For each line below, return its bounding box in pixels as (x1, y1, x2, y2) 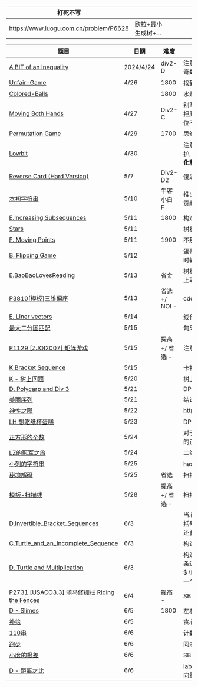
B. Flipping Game (9, 251, 57, 259)
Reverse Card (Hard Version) (9, 172, 89, 180)
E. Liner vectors (9, 312, 52, 321)
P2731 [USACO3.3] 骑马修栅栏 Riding (9, 588, 115, 596)
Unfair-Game (9, 79, 47, 86)
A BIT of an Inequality (9, 63, 69, 71)
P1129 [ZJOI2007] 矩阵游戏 (9, 344, 88, 352)
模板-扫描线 (9, 491, 43, 499)
